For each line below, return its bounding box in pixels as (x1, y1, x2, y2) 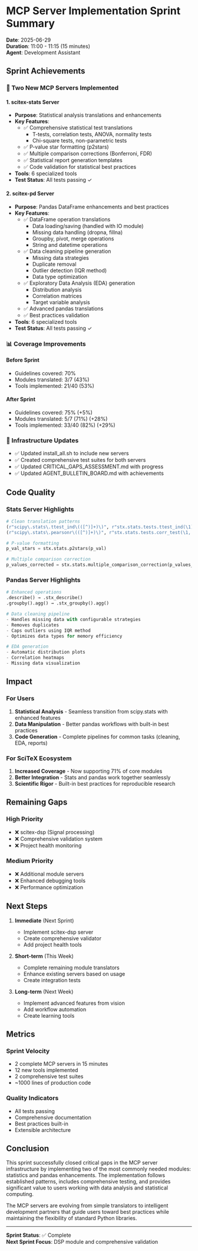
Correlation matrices (32, 292, 82, 300)
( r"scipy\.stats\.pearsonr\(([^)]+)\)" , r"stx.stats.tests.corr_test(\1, (6, 529, 192, 535)
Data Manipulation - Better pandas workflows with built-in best (14, 721, 169, 728)
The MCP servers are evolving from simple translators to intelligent (6, 1202, 169, 1209)
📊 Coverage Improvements (6, 339, 87, 348)
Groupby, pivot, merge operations (32, 235, 114, 242)
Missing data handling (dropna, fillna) (32, 229, 123, 236)
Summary (6, 17, 55, 30)
